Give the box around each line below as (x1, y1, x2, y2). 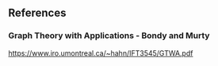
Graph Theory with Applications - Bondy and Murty (8, 30, 210, 41)
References (8, 6, 67, 20)
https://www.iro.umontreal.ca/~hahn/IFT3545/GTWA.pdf (8, 48, 193, 58)
